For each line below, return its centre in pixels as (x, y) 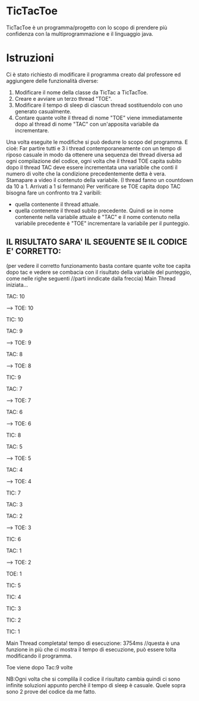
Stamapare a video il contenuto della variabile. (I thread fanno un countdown (100, 180)
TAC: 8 (14, 354)
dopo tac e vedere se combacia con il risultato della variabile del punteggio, (99, 272)
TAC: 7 (14, 388)
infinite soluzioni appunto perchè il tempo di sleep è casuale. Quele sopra (96, 685)
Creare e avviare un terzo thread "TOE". (63, 98)
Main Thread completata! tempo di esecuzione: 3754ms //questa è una (93, 643)
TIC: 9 (14, 377)
